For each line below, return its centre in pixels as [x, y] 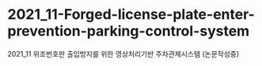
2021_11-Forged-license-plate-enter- [131, 15]
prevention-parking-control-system [129, 31]
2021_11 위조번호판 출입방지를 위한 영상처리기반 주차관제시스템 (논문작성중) [123, 53]
